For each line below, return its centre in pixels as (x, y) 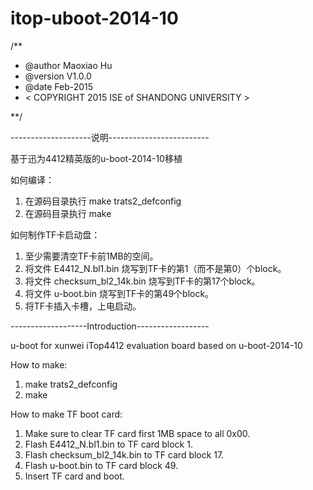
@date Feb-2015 (59, 86)
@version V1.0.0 (58, 76)
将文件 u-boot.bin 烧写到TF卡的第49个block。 (119, 293)
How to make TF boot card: (66, 414)
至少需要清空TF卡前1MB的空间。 (91, 256)
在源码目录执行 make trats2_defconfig (103, 201)
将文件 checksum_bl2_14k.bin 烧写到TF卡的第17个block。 (142, 281)
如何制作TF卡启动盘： (55, 234)
